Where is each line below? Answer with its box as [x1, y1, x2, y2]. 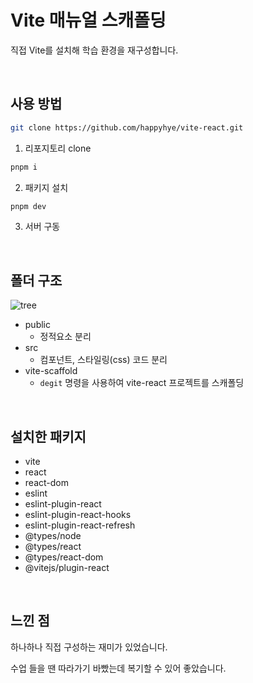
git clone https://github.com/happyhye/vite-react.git [10, 122, 244, 133]
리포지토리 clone [24, 142, 92, 154]
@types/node [24, 530, 82, 541]
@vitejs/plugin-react [24, 562, 110, 573]
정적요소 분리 [39, 331, 92, 343]
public [24, 319, 51, 331]
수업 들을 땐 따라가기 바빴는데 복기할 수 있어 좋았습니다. [10, 662, 227, 674]
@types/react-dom [24, 551, 104, 563]
